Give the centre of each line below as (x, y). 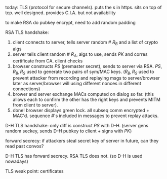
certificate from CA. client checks (48, 61)
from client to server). (35, 105)
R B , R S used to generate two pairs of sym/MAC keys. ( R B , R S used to (83, 72)
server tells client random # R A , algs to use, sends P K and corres (80, 55)
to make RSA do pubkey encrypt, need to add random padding (70, 23)
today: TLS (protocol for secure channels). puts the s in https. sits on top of (83, 7)
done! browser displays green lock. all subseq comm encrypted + (81, 111)
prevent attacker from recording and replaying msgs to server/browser (86, 78)
